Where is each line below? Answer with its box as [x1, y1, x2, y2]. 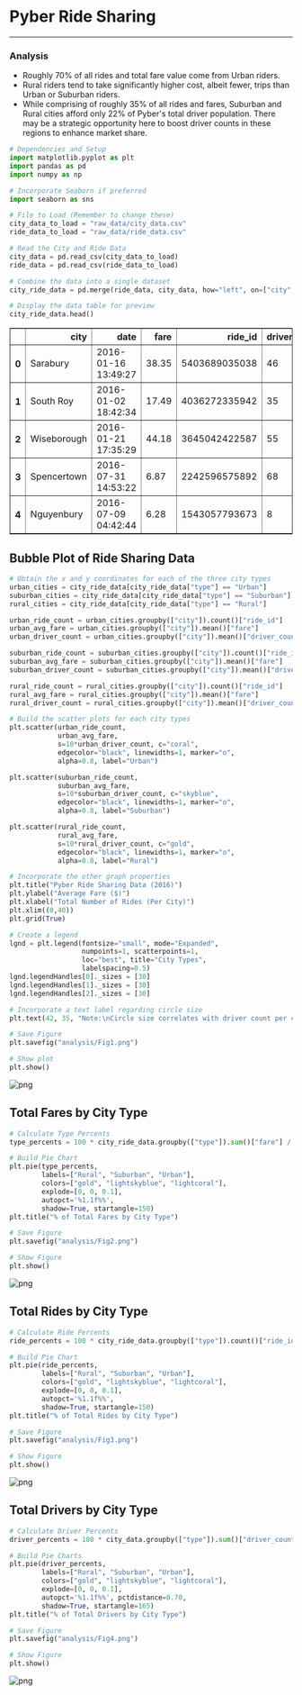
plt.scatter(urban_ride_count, [9, 723, 127, 732]
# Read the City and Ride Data [9, 244, 127, 253]
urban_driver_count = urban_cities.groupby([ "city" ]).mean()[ [9, 632, 247, 641]
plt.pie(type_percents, [9, 1162, 99, 1172]
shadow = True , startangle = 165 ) [41, 1601, 155, 1610]
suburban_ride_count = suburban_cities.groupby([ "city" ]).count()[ [9, 648, 268, 658]
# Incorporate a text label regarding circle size [9, 1005, 203, 1014]
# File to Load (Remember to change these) [9, 211, 175, 220]
